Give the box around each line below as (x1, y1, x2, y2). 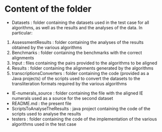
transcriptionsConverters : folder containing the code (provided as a (11, 70, 149, 76)
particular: (11, 30, 33, 36)
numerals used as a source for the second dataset (11, 95, 114, 101)
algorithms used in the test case (11, 121, 77, 127)
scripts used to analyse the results (11, 111, 81, 116)
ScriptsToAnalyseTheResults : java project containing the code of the (11, 106, 151, 112)
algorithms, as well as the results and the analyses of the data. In (11, 24, 143, 30)
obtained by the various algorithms (11, 44, 82, 50)
